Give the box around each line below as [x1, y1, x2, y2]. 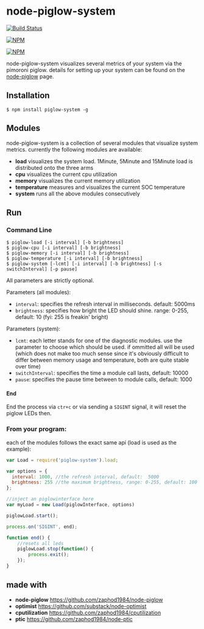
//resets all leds [17, 540, 64, 546]
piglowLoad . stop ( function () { [17, 546, 94, 552]
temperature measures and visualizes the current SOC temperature [15, 183, 186, 191]
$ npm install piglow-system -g [6, 107, 88, 113]
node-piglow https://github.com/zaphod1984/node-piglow [15, 596, 163, 603]
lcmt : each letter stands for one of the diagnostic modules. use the [15, 337, 183, 345]
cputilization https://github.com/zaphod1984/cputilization [15, 609, 161, 616]
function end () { [6, 535, 51, 541]
